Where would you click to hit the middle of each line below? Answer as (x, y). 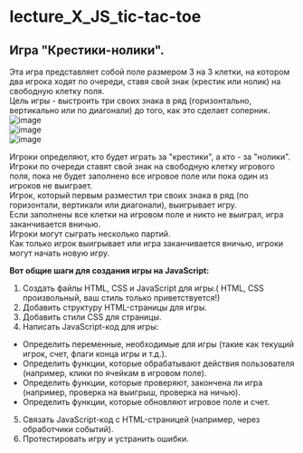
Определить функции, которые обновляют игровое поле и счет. (146, 402)
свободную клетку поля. (57, 91)
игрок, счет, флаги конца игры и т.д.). (95, 354)
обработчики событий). (68, 429)
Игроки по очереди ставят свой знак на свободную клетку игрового (142, 166)
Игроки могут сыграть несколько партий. (90, 234)
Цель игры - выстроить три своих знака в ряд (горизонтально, (131, 101)
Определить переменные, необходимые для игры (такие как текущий (158, 344)
